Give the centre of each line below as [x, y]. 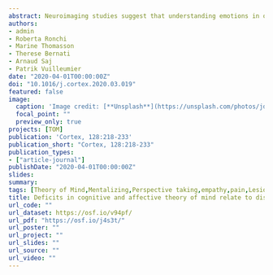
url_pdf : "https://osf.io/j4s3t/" [67, 220]
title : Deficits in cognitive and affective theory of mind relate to [130, 197]
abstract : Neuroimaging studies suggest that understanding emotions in [134, 16]
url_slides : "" [34, 243]
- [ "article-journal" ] [47, 159]
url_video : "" [32, 258]
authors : [23, 24]
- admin [22, 31]
